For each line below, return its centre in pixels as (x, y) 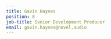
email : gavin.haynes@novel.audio (46, 27)
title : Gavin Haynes (31, 11)
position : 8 (20, 17)
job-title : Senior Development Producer (56, 22)
